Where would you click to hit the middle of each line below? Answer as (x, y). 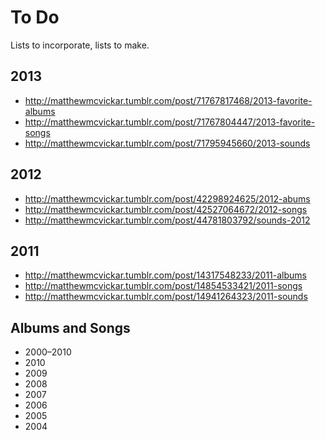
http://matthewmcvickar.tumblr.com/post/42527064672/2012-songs (166, 209)
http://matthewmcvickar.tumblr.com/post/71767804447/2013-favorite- (170, 122)
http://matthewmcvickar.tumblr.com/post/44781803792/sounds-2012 (167, 220)
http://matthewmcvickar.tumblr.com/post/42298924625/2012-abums (167, 198)
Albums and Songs (70, 327)
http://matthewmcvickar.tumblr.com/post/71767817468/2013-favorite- (168, 100)
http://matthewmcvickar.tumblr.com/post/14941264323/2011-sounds (166, 297)
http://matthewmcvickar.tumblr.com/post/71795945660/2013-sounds (167, 143)
